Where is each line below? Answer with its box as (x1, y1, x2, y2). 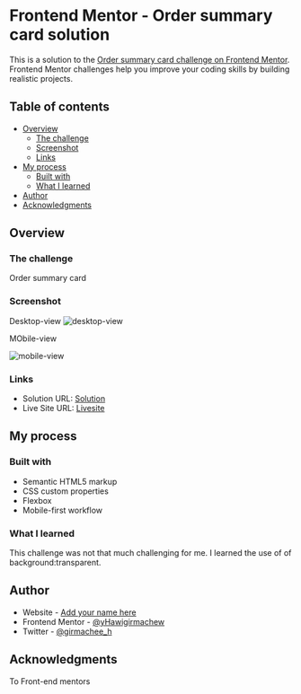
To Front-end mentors (9, 675, 91, 687)
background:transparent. (9, 558, 102, 568)
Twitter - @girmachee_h (22, 626, 112, 637)
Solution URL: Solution (22, 393, 106, 404)
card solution (9, 24, 111, 45)
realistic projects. (9, 73, 74, 83)
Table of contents (9, 100, 110, 115)
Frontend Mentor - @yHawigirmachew (22, 616, 165, 627)
